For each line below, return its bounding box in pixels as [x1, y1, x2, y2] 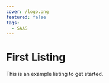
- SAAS [11, 25, 28, 31]
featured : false [6, 14, 46, 20]
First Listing [6, 51, 66, 64]
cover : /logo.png [6, 8, 49, 15]
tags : [6, 20, 20, 25]
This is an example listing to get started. [6, 71, 104, 78]
